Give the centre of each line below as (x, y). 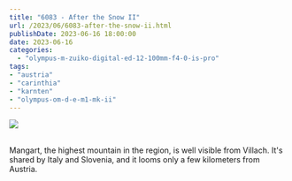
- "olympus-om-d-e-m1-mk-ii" (63, 99)
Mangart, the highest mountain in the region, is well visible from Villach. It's (146, 150)
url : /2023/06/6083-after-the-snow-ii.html (91, 26)
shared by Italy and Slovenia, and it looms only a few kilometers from (134, 160)
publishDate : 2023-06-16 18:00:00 (73, 34)
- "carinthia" (35, 83)
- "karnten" (31, 91)
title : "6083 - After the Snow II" (75, 17)
